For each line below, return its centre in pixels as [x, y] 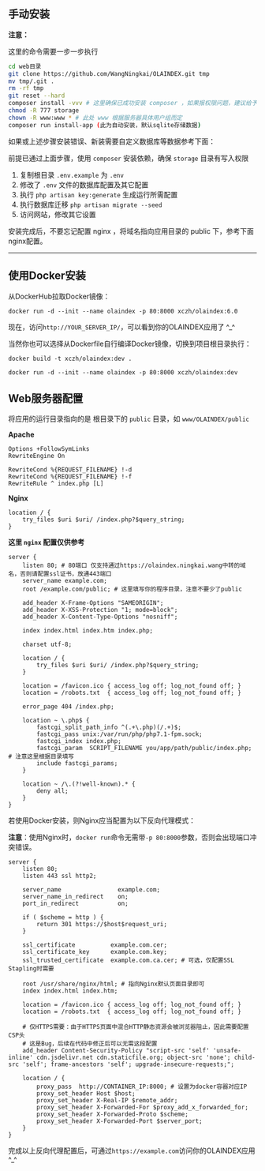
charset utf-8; [47, 645]
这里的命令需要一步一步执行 [53, 51]
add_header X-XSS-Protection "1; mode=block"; [100, 610]
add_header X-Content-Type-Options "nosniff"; [100, 617]
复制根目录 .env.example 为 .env [72, 175]
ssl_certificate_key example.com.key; [95, 952]
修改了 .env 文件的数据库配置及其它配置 [84, 185]
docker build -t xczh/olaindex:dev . [70, 358]
